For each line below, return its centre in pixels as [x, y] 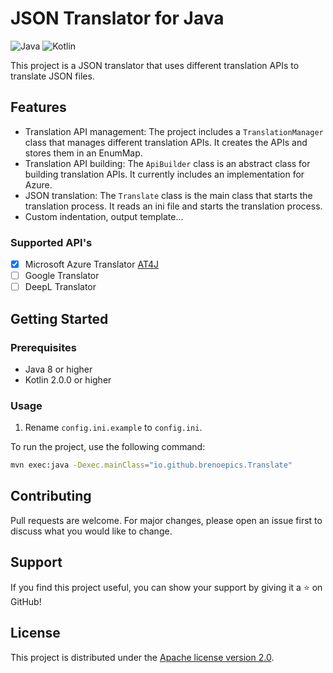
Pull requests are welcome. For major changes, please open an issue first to [166, 520]
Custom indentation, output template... [104, 216]
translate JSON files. [52, 76]
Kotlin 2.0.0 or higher [68, 379]
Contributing [51, 496]
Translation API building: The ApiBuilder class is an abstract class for [167, 163]
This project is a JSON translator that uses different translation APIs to [155, 65]
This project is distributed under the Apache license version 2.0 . [142, 657]
